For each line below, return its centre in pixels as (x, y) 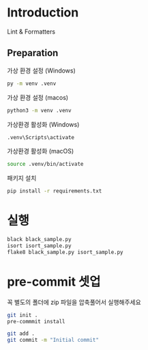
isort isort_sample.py (39, 246)
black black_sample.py (39, 240)
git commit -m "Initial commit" (53, 340)
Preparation (33, 53)
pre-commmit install (36, 321)
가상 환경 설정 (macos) (38, 97)
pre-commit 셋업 (54, 282)
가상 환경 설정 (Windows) (42, 71)
